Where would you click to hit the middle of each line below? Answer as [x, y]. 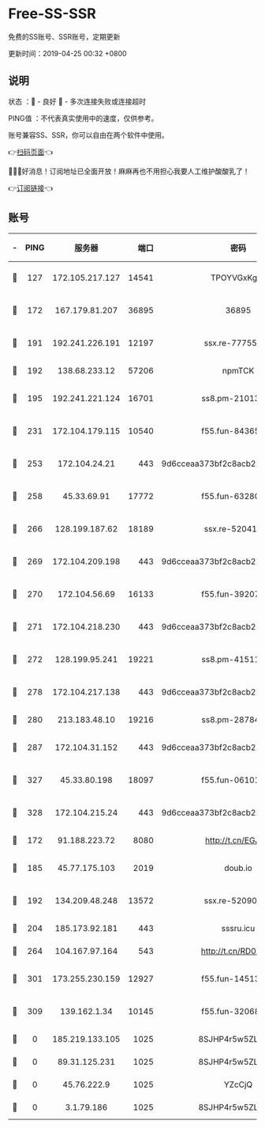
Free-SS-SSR [52, 14]
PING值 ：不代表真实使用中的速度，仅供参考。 [83, 118]
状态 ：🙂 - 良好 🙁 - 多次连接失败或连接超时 [77, 101]
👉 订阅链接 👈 [31, 187]
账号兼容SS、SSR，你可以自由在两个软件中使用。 [88, 134]
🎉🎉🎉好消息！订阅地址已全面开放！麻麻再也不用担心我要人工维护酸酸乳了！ [129, 171]
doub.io [238, 868]
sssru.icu [238, 928]
